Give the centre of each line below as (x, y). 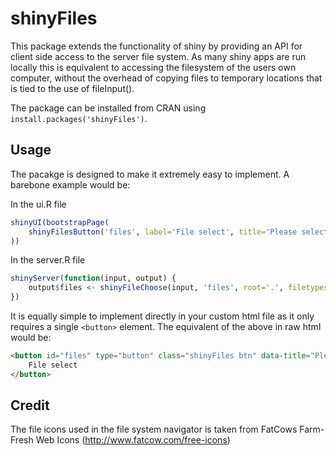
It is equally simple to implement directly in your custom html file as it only (162, 316)
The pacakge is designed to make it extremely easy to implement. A (150, 174)
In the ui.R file (38, 204)
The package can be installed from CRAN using (108, 108)
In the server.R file (48, 260)
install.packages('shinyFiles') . (79, 118)
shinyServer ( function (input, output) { (93, 278)
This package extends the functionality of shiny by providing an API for (156, 46)
